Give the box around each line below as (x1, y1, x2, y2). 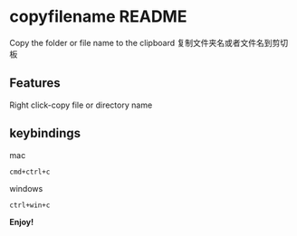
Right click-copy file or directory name (9, 99, 153, 110)
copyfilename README (9, 6, 187, 27)
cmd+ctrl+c (9, 167, 51, 176)
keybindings (9, 126, 81, 141)
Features (9, 75, 61, 91)
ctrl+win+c (9, 201, 51, 210)
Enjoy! (9, 216, 34, 227)
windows (9, 183, 43, 194)
